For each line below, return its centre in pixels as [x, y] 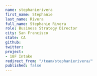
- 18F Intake [19, 56]
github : [13, 42]
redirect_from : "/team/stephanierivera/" [49, 61]
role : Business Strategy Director [41, 28]
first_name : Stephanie [29, 14]
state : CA [16, 38]
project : [14, 51]
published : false [23, 65]
